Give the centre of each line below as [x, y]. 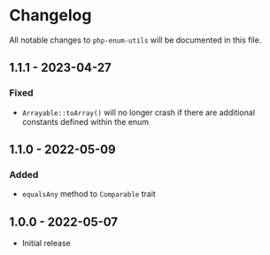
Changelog [50, 15]
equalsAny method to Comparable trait [89, 194]
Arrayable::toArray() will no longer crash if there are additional [138, 112]
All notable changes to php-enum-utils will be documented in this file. [135, 40]
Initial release [46, 243]
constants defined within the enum [85, 121]
